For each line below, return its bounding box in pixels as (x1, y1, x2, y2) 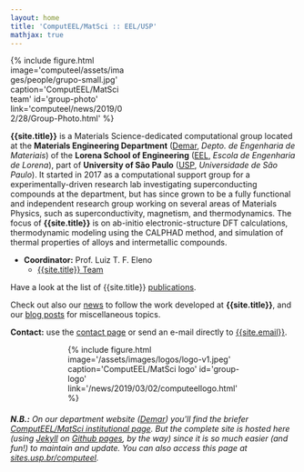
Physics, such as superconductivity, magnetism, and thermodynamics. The (10, 208, 292, 219)
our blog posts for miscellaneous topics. (10, 309, 161, 320)
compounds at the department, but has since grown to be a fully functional (10, 188, 291, 200)
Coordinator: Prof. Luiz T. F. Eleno (23, 255, 153, 266)
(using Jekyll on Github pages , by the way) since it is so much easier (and (10, 433, 289, 444)
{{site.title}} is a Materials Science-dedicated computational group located (10, 131, 293, 142)
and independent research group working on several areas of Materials (10, 198, 277, 209)
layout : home (10, 13, 60, 23)
